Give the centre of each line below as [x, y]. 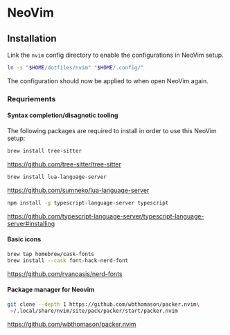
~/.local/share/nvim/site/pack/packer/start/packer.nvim [94, 311]
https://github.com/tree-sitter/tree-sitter [64, 164]
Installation [32, 38]
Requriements [32, 98]
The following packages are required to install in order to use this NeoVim [112, 131]
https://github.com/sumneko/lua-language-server [78, 190]
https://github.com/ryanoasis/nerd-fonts [65, 274]
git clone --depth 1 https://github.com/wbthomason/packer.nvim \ [103, 304]
